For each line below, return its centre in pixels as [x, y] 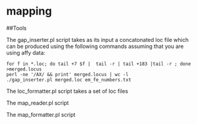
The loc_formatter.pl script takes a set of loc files [67, 91]
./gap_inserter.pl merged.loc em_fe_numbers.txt [69, 80]
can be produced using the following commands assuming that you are [95, 46]
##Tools [17, 28]
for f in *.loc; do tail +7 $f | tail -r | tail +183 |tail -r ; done [98, 64]
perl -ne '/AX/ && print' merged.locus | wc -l [68, 74]
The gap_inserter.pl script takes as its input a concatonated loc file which [98, 40]
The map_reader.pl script [38, 103]
